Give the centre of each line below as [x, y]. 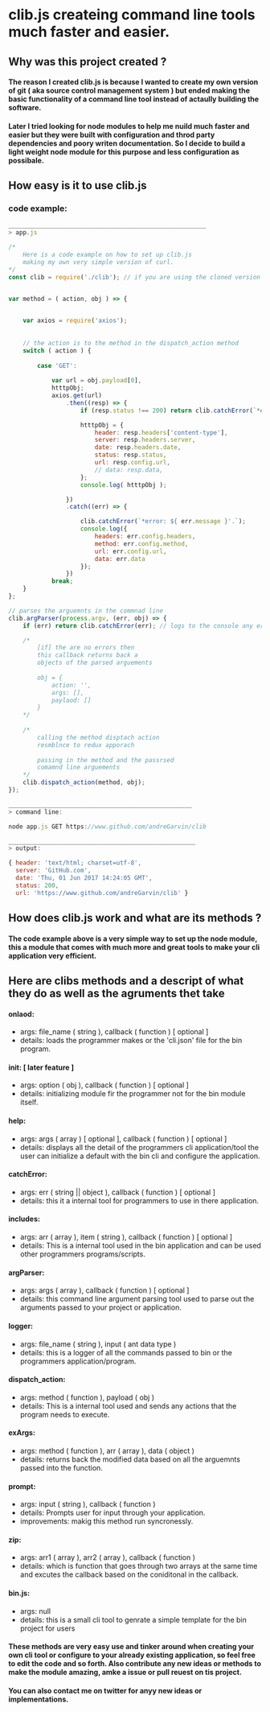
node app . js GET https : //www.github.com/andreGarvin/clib [107, 827]
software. [25, 108]
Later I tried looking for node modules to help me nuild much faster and [129, 126]
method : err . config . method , [141, 544]
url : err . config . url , [131, 551]
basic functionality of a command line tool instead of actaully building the [134, 99]
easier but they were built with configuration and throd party [112, 134]
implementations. [39, 1699]
